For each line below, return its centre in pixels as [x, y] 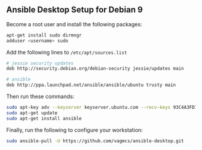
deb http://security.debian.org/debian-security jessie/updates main [95, 69]
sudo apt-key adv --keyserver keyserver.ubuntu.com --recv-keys [88, 108]
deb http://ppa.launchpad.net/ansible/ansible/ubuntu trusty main [91, 85]
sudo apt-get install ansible [44, 118]
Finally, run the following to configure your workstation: [75, 130]
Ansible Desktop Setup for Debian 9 [75, 10]
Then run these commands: [41, 97]
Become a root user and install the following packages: [74, 24]
